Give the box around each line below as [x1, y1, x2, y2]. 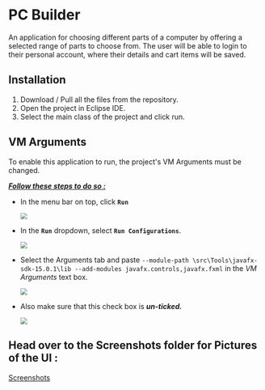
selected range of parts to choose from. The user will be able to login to [8, 40, 248, 50]
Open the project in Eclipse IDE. [19, 103, 126, 112]
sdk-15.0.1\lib [19, 265, 72, 273]
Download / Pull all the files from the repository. [19, 95, 179, 104]
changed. [8, 165, 40, 175]
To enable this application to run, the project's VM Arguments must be [8, 156, 242, 167]
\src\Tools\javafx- [192, 256, 259, 265]
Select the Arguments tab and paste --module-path [19, 255, 190, 265]
